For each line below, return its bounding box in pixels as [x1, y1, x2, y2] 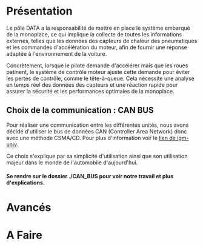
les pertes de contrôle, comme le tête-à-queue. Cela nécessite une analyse [6, 75, 195, 82]
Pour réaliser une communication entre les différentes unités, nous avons [6, 121, 189, 129]
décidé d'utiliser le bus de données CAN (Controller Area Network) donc [6, 127, 187, 135]
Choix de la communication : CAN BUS [6, 105, 154, 116]
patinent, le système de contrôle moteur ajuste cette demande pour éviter [6, 68, 190, 75]
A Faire [6, 228, 42, 242]
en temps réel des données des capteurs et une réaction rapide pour [6, 81, 178, 89]
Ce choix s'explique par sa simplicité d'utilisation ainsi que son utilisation [6, 152, 188, 159]
